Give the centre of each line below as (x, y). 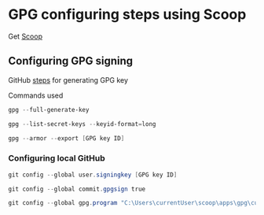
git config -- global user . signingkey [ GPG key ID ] (93, 175)
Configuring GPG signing (71, 61)
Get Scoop (26, 36)
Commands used (36, 95)
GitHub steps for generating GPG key (68, 80)
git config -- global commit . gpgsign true (77, 189)
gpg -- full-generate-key (49, 109)
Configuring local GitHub (57, 158)
